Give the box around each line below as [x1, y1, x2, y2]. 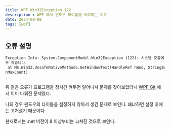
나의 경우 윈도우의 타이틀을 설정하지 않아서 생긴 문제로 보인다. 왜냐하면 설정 [5, 101, 154, 107]
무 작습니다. [5, 60, 28, 65]
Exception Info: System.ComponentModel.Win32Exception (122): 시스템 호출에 [5, 55, 164, 61]
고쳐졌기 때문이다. [10, 108, 46, 114]
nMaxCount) [5, 70, 28, 75]
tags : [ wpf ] [5, 21, 30, 27]
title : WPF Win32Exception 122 [5, 7, 71, 13]
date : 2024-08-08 [5, 17, 42, 22]
